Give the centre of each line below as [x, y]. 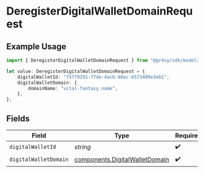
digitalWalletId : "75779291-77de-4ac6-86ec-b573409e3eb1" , [93, 77]
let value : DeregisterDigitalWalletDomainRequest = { [76, 71]
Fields [18, 119]
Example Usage [36, 46]
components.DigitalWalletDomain [122, 160]
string [83, 147]
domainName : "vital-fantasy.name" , [73, 88]
